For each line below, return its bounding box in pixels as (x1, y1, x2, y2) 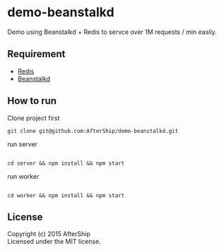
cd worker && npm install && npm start (7, 192, 125, 199)
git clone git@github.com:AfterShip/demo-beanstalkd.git (7, 127, 179, 134)
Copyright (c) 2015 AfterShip (7, 230, 90, 238)
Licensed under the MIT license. (7, 238, 101, 246)
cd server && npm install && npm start (7, 160, 125, 167)
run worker (7, 172, 40, 180)
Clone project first (7, 114, 60, 122)
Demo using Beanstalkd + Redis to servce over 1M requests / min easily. (7, 28, 217, 36)
